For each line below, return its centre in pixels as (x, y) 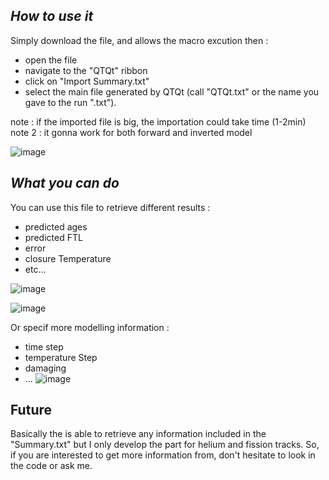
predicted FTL (53, 237)
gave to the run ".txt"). (70, 102)
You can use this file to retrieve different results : (110, 207)
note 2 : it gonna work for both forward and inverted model (131, 132)
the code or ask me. (51, 466)
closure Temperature (68, 258)
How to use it (52, 16)
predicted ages (56, 226)
